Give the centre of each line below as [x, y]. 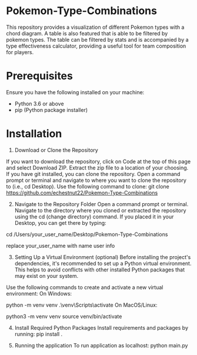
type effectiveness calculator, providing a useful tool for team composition [96, 46]
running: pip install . [39, 334]
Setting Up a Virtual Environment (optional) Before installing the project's [103, 257]
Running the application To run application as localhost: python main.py [101, 345]
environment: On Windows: [39, 293]
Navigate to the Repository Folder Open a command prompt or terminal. [101, 204]
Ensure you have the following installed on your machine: [75, 92]
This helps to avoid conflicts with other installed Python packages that [100, 270]
